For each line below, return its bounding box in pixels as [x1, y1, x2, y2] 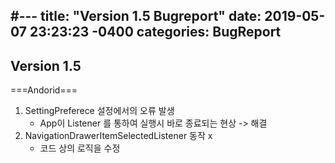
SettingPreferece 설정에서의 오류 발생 [24, 105, 175, 117]
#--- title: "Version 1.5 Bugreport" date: [10, 8, 262, 25]
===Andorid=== [10, 84, 78, 96]
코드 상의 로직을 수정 [39, 142, 121, 154]
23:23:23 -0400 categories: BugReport [29, 24, 282, 41]
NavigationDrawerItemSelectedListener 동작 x [24, 130, 213, 142]
